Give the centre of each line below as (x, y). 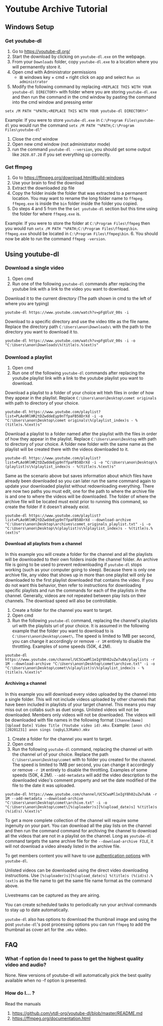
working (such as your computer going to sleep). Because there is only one (80, 570)
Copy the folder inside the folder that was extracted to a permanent (79, 193)
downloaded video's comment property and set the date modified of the (84, 780)
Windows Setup (30, 27)
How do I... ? (20, 993)
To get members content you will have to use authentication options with (78, 856)
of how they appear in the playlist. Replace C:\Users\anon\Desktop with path (81, 439)
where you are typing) (27, 303)
